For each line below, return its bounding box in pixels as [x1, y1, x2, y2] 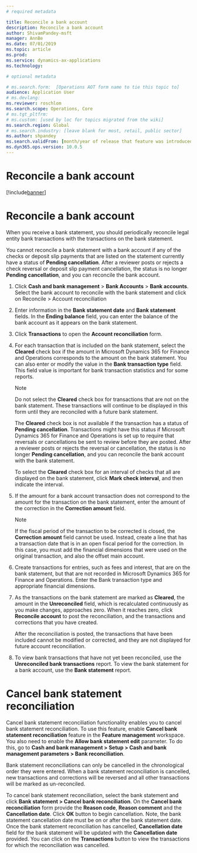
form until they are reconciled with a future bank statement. [14, 408, 158, 415]
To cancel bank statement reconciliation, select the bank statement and [6, 791, 179, 798]
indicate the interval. [14, 481, 64, 488]
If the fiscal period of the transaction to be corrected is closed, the [14, 527, 175, 534]
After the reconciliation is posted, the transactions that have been [14, 630, 173, 637]
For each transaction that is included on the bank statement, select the [14, 342, 186, 349]
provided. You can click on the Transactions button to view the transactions [6, 835, 190, 842]
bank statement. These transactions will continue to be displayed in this [14, 402, 188, 409]
